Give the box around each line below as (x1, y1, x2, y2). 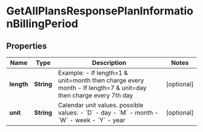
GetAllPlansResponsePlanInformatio (6, 4, 194, 18)
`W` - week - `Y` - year (58, 116, 126, 124)
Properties (6, 41, 47, 51)
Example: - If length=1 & (58, 69, 128, 77)
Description (91, 59, 127, 67)
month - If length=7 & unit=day (58, 84, 147, 92)
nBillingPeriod (6, 17, 79, 31)
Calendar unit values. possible (58, 101, 144, 109)
